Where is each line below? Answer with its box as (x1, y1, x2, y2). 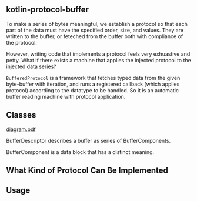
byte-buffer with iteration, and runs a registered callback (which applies (6, 81, 180, 88)
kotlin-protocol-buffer (6, 5, 89, 15)
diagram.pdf (6, 126, 36, 133)
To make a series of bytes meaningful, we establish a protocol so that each (6, 20, 188, 27)
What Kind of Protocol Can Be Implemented (6, 166, 169, 176)
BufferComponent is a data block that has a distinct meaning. (6, 148, 155, 155)
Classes (6, 110, 36, 120)
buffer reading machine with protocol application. (6, 93, 126, 100)
